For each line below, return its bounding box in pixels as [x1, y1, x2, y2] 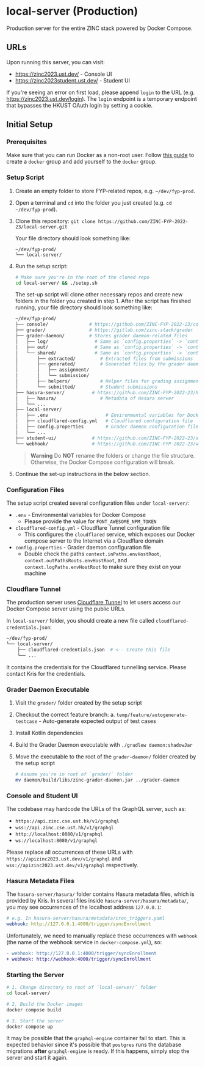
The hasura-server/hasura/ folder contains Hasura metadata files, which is [6, 890, 195, 898]
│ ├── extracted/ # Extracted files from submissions [15, 356, 193, 362]
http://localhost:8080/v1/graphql [15, 831, 103, 838]
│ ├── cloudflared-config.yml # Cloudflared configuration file [15, 418, 193, 424]
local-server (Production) [6, 4, 138, 18]
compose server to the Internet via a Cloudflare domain [24, 537, 164, 544]
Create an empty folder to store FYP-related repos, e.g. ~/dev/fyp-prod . [15, 187, 195, 194]
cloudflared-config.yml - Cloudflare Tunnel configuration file [15, 524, 170, 531]
